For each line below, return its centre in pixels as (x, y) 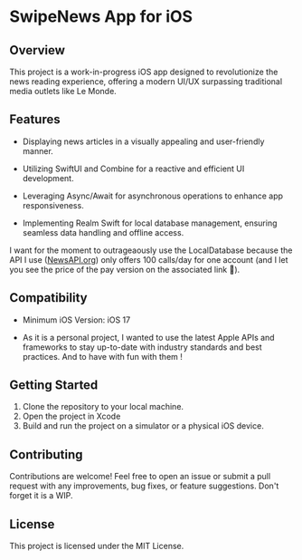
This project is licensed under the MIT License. (97, 546)
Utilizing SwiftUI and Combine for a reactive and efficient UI (133, 169)
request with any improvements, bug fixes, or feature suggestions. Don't (144, 486)
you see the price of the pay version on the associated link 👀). (125, 269)
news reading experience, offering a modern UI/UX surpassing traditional (146, 82)
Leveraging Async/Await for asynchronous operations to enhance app (152, 196)
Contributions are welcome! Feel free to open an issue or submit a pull (140, 477)
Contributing (46, 454)
